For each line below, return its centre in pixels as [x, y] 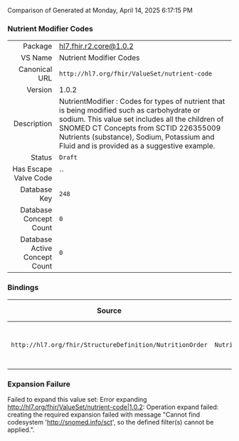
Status [42, 157]
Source [110, 311]
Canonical [36, 69]
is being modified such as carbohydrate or [130, 110]
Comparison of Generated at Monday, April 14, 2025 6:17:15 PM [100, 10]
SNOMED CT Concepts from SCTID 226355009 [140, 128]
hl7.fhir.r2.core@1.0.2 [96, 46]
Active [42, 249]
